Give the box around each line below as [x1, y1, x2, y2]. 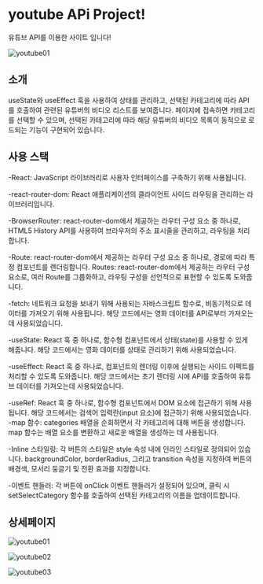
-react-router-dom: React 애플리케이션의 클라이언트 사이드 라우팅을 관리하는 [8, 189, 246, 198]
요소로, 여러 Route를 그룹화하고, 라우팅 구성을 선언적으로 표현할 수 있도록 [8, 272, 232, 281]
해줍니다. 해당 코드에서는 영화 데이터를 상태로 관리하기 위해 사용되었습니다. [8, 345, 237, 354]
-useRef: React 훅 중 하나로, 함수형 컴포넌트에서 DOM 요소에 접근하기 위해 [8, 397, 238, 407]
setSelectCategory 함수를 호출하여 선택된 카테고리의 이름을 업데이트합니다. [8, 490, 241, 500]
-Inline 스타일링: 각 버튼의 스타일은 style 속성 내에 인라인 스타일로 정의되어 [8, 444, 237, 453]
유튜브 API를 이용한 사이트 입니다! [8, 32, 111, 42]
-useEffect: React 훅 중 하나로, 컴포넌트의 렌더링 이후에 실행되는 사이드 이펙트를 [8, 361, 255, 371]
